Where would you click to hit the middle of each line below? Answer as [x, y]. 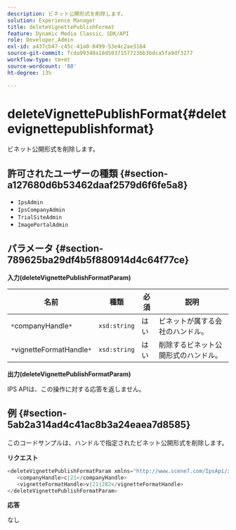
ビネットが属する [187, 321]
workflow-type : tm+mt [39, 60]
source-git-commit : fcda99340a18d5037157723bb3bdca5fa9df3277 [100, 54]
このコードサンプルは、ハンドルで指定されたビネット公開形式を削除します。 [118, 443]
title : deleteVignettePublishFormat [61, 27]
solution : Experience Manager [52, 20]
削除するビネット [187, 345]
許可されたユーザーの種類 [63, 173]
